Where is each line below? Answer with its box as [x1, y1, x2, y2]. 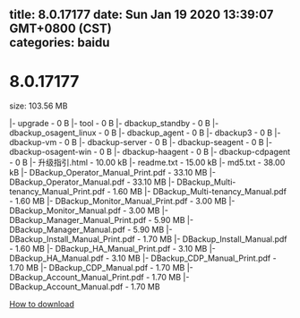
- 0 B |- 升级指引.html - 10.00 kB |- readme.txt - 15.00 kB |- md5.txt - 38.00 [9, 157, 286, 168]
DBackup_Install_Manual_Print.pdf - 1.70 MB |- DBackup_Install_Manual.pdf [9, 234, 288, 245]
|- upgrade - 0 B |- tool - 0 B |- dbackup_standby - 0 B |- [9, 118, 219, 129]
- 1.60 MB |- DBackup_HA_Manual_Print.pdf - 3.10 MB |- [9, 244, 217, 254]
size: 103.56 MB [9, 100, 68, 111]
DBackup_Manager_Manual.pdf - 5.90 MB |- [9, 224, 173, 236]
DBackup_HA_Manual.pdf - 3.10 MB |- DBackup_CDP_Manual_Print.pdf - [9, 253, 277, 263]
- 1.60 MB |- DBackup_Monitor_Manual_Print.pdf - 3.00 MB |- [9, 196, 236, 207]
